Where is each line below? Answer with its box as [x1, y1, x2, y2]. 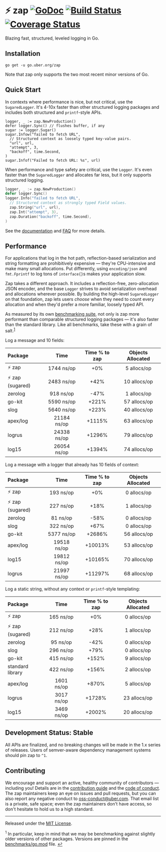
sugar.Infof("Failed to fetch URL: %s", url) [5, 158, 100, 163]
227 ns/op [49, 502, 74, 509]
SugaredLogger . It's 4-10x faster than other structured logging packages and [5, 104, 160, 110]
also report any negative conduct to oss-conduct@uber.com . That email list [5, 796, 159, 802]
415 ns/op [49, 655, 74, 662]
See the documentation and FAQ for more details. [5, 228, 106, 234]
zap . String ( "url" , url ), [9, 205, 61, 210]
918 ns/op [49, 390, 74, 397]
